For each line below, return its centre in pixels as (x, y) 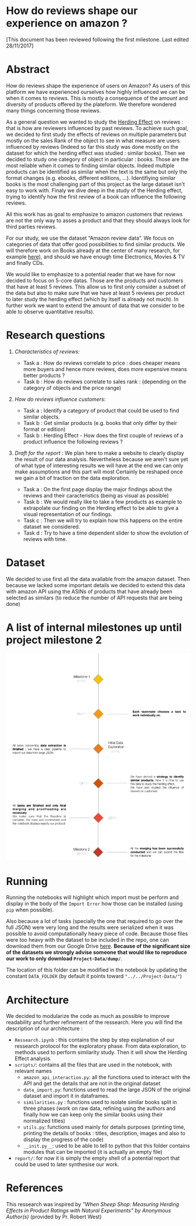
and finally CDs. (25, 263)
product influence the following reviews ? (73, 441)
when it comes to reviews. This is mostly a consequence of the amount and (97, 98)
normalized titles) (44, 1121)
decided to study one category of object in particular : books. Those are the (97, 159)
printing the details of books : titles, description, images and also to (104, 1133)
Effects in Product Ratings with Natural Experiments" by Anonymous (89, 1211)
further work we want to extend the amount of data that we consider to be (95, 305)
